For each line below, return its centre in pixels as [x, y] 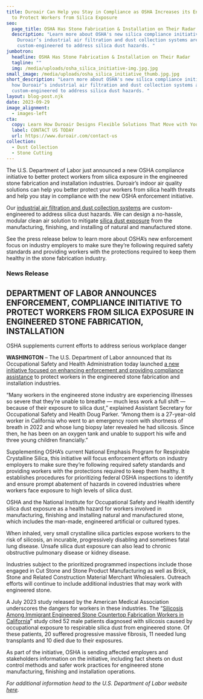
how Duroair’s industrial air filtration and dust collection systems [102, 85]
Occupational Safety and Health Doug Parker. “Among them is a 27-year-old [101, 414]
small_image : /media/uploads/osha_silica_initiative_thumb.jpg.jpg [93, 74]
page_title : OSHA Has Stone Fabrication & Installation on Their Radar [104, 29]
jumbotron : [20, 52]
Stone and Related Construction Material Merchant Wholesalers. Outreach [98, 577]
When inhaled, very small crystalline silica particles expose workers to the [98, 533]
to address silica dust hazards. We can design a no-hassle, [109, 214]
